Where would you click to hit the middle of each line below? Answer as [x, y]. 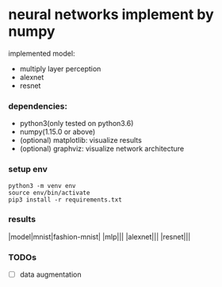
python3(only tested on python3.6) [77, 124]
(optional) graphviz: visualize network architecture [102, 149]
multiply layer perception [60, 68]
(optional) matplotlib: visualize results [81, 140]
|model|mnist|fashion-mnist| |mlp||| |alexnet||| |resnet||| [100, 236]
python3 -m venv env [42, 186]
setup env [28, 170]
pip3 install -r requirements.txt [65, 200]
